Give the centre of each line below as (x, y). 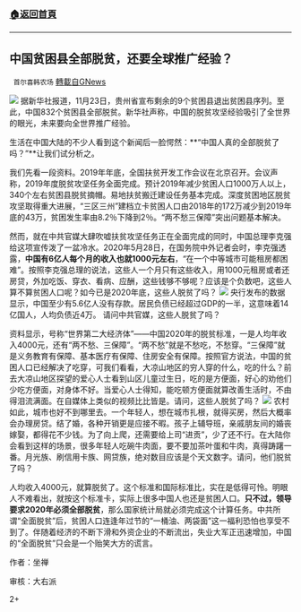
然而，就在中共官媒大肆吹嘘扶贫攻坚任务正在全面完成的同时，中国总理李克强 (150, 237)
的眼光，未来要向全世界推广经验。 (72, 124)
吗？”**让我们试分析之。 (55, 153)
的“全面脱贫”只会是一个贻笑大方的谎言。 (84, 543)
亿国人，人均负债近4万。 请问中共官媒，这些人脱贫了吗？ (115, 315)
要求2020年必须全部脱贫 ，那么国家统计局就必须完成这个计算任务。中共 (141, 510)
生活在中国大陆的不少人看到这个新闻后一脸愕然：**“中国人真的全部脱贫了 (145, 142)
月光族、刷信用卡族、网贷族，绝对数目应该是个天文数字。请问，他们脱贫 (158, 457)
